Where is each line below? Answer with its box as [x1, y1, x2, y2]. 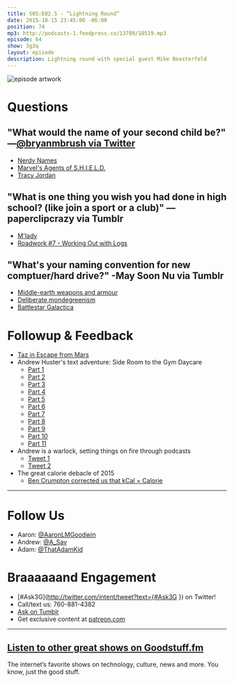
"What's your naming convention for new [7, 259, 191, 270]
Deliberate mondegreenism [17, 296, 96, 304]
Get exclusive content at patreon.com [17, 615, 125, 624]
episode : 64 [7, 36, 42, 43]
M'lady [17, 231, 38, 240]
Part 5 [27, 395, 45, 404]
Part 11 [27, 440, 47, 448]
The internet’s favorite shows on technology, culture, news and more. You [7, 660, 219, 668]
